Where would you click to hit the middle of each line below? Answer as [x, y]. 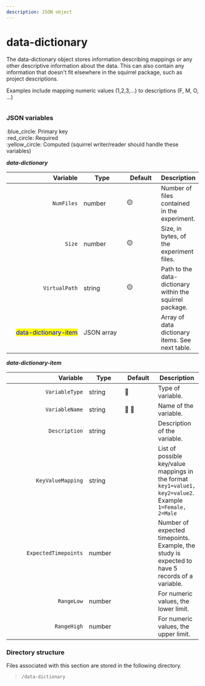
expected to [175, 561]
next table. [176, 348]
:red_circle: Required [32, 137]
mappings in [175, 471]
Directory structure [36, 652]
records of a [175, 576]
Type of [169, 388]
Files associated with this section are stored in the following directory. [94, 666]
